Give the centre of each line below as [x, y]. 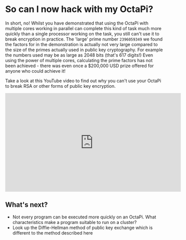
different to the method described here [53, 233]
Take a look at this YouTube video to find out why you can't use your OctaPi [83, 81]
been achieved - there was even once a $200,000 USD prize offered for [79, 66]
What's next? [27, 205]
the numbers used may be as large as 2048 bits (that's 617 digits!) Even [79, 55]
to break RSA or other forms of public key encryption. [60, 86]
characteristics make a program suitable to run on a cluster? [74, 222]
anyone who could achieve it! [36, 71]
